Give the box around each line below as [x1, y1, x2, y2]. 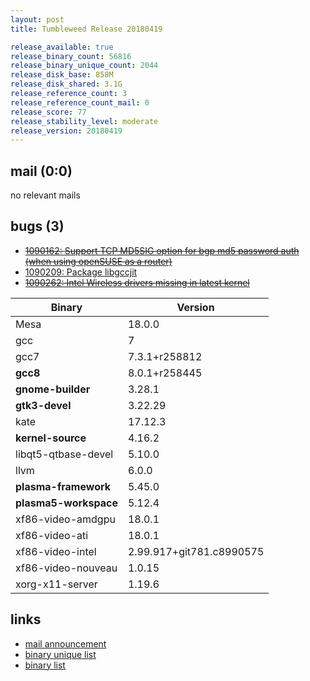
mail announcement [24, 637, 107, 650]
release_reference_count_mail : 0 [10, 97, 150, 108]
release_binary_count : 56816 [10, 51, 132, 61]
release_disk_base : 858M [10, 70, 114, 80]
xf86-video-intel [15, 544, 97, 558]
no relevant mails [10, 189, 81, 201]
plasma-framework [15, 479, 112, 493]
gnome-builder [15, 382, 91, 396]
